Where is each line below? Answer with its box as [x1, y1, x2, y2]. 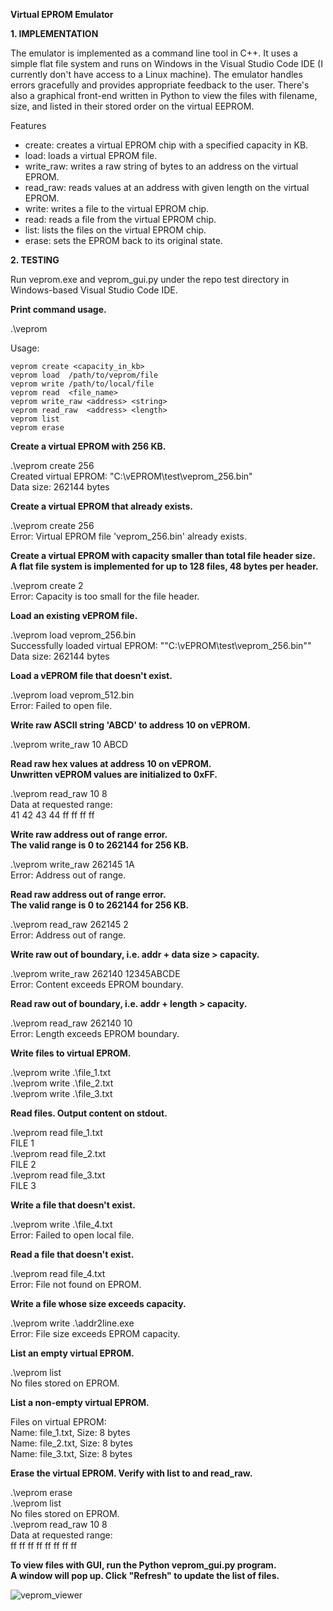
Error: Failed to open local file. [10, 1229, 135, 1241]
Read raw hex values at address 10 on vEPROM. [10, 758, 212, 769]
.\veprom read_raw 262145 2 [10, 919, 129, 930]
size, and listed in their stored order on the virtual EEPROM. [10, 100, 255, 112]
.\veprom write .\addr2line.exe [10, 1317, 135, 1329]
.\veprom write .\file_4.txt [10, 1219, 113, 1230]
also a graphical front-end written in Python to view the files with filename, [10, 90, 318, 101]
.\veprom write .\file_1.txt [10, 1067, 112, 1078]
